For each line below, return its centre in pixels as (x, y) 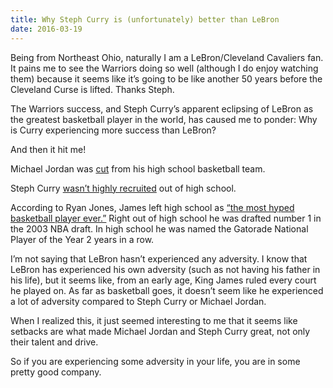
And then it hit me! (48, 149)
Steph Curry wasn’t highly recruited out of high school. (123, 188)
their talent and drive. (54, 342)
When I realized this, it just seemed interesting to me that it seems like (154, 320)
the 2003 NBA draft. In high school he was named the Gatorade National (159, 228)
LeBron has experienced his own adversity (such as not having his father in (165, 269)
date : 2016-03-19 (46, 29)
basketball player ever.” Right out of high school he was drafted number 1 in (166, 218)
